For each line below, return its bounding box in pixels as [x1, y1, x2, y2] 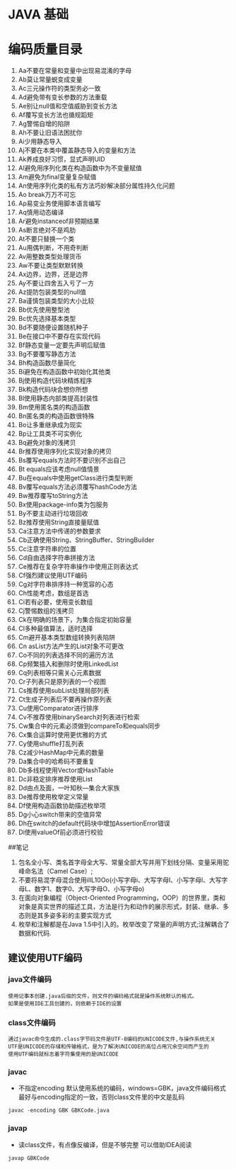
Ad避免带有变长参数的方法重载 [18, 93, 108, 101]
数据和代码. [18, 929, 52, 937]
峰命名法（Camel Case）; [18, 867, 93, 876]
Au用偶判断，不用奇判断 [18, 244, 89, 252]
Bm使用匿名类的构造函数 [18, 403, 90, 412]
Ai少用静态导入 [18, 137, 62, 146]
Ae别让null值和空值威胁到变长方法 [18, 102, 117, 111]
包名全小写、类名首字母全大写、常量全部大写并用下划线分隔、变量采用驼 [18, 858, 229, 866]
